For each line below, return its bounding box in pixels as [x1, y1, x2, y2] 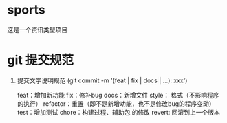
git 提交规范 [7, 52, 74, 68]
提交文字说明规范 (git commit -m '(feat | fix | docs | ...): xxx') [17, 76, 188, 85]
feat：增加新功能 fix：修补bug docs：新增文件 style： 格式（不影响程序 [17, 91, 219, 99]
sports [7, 2, 46, 18]
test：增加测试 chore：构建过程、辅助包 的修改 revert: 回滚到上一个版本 [17, 108, 220, 116]
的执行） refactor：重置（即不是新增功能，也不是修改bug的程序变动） [17, 99, 215, 108]
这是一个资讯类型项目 [7, 25, 67, 34]
